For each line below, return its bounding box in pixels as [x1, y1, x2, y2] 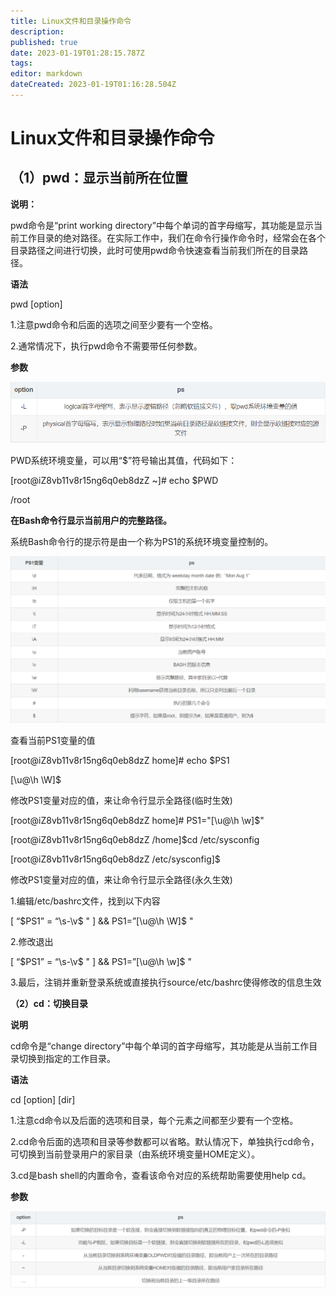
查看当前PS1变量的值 [10, 734, 96, 746]
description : [10, 26, 65, 37]
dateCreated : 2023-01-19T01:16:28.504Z [10, 80, 177, 90]
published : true [10, 37, 78, 47]
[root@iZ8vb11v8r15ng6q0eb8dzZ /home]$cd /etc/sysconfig [10, 833, 260, 845]
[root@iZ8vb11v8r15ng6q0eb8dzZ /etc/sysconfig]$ [10, 853, 221, 865]
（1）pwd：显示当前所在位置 [10, 170, 188, 187]
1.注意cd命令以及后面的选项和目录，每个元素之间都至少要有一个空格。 [10, 1114, 299, 1126]
